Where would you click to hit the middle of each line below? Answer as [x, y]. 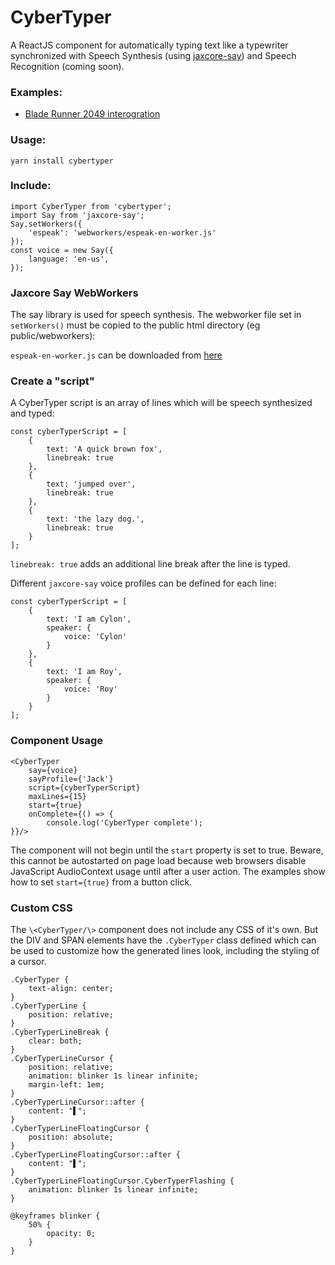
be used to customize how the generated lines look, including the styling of [165, 951]
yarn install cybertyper [62, 161]
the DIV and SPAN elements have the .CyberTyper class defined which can [163, 940]
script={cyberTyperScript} [84, 787]
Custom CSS [41, 908]
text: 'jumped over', [91, 484]
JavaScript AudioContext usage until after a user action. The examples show [168, 871]
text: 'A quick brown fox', [104, 449]
